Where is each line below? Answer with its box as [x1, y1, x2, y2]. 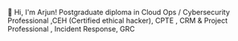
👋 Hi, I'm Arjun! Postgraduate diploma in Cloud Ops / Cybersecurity [7, 8, 231, 17]
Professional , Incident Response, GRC [7, 24, 136, 33]
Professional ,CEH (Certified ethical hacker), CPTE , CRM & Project [7, 16, 228, 25]
